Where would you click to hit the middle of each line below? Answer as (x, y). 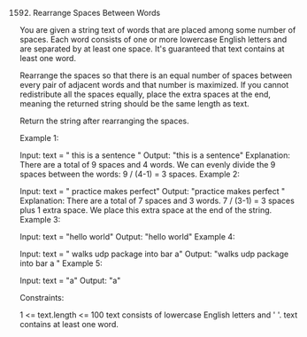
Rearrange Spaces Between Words (96, 13)
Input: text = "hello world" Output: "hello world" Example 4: (127, 237)
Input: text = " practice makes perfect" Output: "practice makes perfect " (153, 191)
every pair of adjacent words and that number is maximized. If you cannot (154, 85)
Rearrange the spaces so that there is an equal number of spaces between (156, 75)
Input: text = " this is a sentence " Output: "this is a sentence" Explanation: (155, 155)
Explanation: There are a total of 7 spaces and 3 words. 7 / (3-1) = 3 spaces (157, 200)
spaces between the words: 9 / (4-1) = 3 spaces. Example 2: (130, 174)
